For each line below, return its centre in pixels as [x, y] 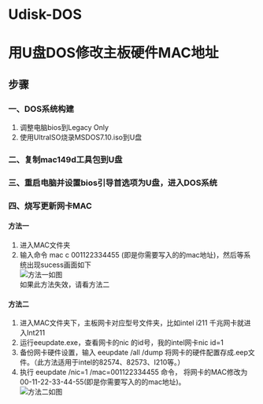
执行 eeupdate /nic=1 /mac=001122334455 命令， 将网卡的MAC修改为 [133, 372]
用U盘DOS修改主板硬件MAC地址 [113, 53]
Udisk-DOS [45, 15]
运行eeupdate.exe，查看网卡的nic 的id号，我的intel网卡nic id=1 [122, 343]
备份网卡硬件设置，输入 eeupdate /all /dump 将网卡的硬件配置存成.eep [134, 353]
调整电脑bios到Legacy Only [64, 128]
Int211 [36, 333]
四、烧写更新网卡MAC [50, 206]
